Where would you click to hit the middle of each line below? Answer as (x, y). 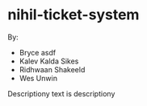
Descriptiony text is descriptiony (61, 93)
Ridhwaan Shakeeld (52, 69)
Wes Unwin (38, 78)
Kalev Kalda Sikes (49, 61)
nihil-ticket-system (73, 15)
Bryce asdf (38, 52)
